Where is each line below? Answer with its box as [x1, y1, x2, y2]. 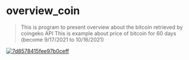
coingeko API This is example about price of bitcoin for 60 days [20, 29, 177, 36]
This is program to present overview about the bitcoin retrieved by [20, 24, 183, 31]
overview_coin [6, 4, 80, 18]
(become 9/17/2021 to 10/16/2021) [20, 36, 104, 43]
